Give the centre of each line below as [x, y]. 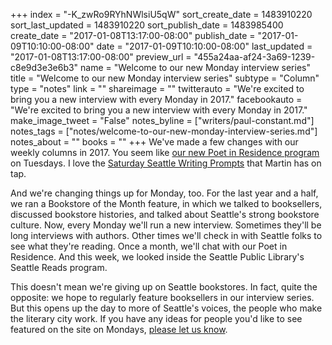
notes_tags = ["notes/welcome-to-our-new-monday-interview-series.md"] [164, 131]
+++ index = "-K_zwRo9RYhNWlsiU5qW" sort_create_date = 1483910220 [161, 14]
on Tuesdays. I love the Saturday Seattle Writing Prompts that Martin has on [166, 163]
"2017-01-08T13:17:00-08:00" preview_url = [101, 57]
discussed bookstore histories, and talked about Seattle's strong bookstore [165, 214]
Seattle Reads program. [59, 267]
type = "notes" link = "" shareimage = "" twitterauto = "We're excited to [157, 88]
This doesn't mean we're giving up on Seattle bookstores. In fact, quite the [164, 287]
